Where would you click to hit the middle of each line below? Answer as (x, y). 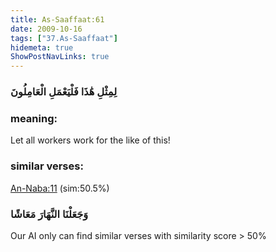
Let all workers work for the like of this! (90, 140)
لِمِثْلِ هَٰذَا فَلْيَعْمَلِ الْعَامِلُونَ (64, 92)
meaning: (34, 118)
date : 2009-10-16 (46, 29)
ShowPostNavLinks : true (60, 57)
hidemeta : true (42, 47)
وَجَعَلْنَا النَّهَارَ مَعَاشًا (49, 214)
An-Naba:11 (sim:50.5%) (60, 188)
